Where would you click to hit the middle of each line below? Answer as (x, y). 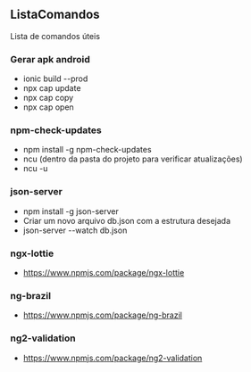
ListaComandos (55, 15)
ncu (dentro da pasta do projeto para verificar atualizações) (133, 159)
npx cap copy (48, 98)
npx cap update (52, 88)
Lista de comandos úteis (55, 36)
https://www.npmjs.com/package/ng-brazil (102, 315)
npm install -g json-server (71, 211)
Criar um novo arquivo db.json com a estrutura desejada (127, 220)
